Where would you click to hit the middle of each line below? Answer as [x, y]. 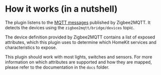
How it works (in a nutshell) [61, 9]
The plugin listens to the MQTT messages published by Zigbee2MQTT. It [78, 22]
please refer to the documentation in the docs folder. [57, 67]
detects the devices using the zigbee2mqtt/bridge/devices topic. [70, 27]
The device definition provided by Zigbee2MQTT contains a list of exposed [80, 37]
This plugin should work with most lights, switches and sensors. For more [79, 56]
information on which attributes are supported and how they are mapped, [79, 62]
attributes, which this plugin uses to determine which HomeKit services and [81, 42]
